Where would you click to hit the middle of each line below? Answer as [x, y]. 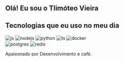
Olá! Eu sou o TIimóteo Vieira [52, 8]
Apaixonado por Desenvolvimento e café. [49, 54]
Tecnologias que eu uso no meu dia [62, 25]
